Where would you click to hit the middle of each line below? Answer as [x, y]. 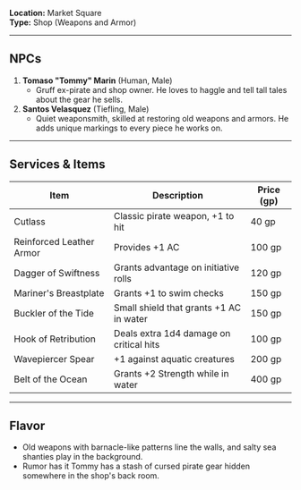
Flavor [27, 426]
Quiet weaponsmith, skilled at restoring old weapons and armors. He [162, 118]
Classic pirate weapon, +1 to [174, 215]
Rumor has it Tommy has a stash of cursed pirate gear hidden [136, 466]
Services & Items [57, 165]
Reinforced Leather [54, 241]
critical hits [137, 344]
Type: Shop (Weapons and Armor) [73, 22]
